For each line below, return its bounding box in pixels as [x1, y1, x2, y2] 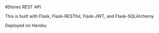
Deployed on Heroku [5, 22, 47, 28]
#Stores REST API [5, 4, 41, 10]
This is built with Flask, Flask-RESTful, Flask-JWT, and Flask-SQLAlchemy [5, 13, 154, 19]
